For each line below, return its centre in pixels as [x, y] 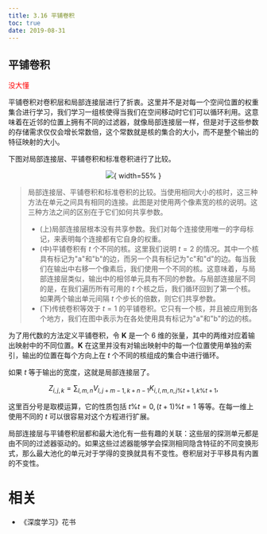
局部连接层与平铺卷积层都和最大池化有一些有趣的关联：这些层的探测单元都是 [133, 433]
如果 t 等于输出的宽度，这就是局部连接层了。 [81, 372]
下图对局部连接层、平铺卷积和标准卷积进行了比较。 [92, 159]
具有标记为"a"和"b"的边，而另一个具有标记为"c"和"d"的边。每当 [144, 259]
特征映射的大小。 [36, 142]
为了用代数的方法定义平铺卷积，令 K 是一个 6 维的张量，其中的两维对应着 [128, 336]
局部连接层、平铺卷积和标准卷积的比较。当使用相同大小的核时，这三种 [143, 193]
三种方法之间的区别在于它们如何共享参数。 [97, 212]
